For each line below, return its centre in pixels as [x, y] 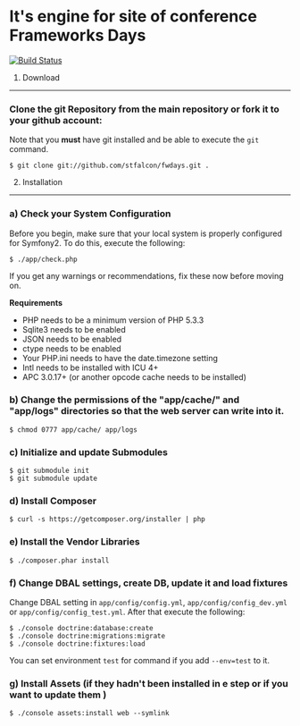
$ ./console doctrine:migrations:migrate [87, 637]
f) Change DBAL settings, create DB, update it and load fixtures [149, 583]
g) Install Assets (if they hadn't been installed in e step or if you [149, 683]
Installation [42, 182]
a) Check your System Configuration [90, 214]
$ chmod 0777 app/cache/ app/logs [74, 430]
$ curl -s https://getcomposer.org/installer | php [107, 519]
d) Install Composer [53, 501]
